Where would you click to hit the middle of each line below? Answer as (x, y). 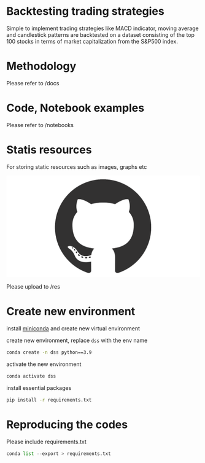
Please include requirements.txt (47, 442)
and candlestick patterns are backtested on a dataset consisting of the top (101, 34)
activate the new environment (44, 364)
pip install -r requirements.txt (49, 400)
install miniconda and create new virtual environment (73, 328)
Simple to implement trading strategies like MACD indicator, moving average (103, 28)
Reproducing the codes (67, 424)
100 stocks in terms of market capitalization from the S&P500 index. (92, 41)
